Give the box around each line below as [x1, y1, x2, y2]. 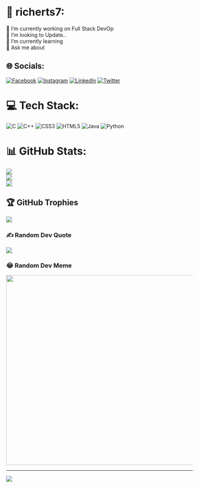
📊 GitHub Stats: [6, 144, 87, 158]
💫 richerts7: [6, 5, 65, 19]
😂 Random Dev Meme [6, 261, 72, 270]
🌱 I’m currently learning [6, 37, 63, 45]
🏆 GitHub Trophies [6, 198, 79, 208]
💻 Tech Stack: [6, 99, 79, 112]
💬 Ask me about [6, 44, 45, 51]
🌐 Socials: [6, 61, 45, 71]
